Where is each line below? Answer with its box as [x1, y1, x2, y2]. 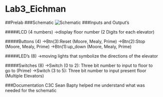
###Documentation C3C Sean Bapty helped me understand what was [5, 82, 145, 88]
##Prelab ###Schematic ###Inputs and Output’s [5, 19, 129, 25]
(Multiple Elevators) [5, 73, 44, 78]
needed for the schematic [5, 87, 57, 93]
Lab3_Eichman [5, 3, 66, 15]
